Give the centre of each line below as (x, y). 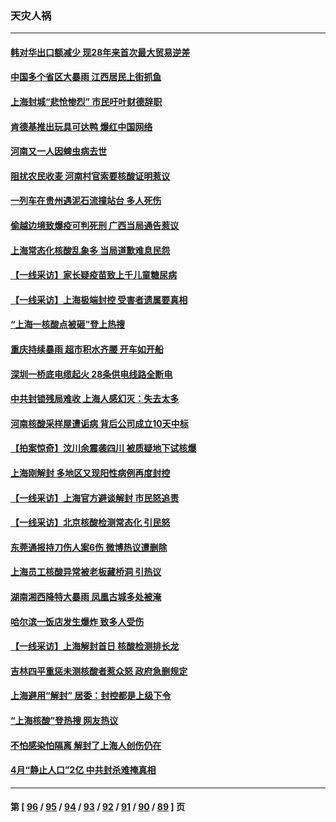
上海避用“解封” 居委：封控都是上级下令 (91, 696)
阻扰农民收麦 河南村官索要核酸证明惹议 (90, 176)
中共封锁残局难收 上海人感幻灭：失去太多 (95, 399)
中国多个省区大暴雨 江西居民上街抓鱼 (86, 77)
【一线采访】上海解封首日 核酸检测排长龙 (95, 646)
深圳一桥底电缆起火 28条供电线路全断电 (91, 374)
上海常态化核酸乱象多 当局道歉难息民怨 (90, 250)
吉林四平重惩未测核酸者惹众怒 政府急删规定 (99, 671)
